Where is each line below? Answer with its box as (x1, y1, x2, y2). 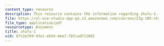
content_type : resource (5, 7, 54, 12)
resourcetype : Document (5, 25, 54, 30)
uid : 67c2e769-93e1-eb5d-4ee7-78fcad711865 (5, 34, 95, 39)
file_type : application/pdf (5, 20, 62, 25)
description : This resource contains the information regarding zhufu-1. (5, 11, 159, 16)
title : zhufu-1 (5, 29, 36, 34)
